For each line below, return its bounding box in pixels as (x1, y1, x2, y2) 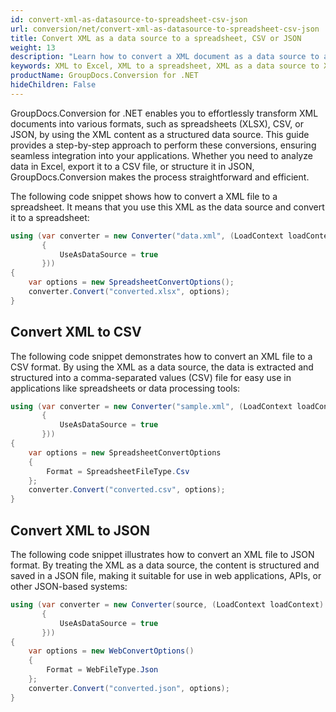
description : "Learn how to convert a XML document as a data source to (10, 52, 320, 62)
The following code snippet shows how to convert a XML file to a (10, 190, 278, 202)
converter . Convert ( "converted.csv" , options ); (28, 485, 226, 495)
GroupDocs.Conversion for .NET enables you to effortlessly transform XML (10, 107, 319, 119)
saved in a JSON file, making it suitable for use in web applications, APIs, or (10, 570, 322, 581)
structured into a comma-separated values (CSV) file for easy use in (10, 371, 292, 383)
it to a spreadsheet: (10, 211, 90, 223)
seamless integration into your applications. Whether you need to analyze (10, 149, 313, 161)
